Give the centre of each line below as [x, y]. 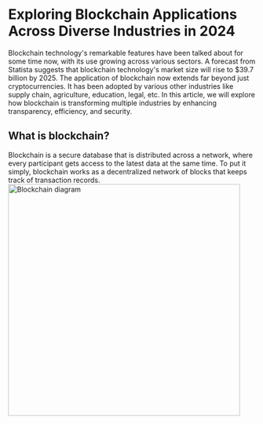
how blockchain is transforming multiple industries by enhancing [113, 103]
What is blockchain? [59, 136]
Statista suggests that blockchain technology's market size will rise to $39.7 [131, 69]
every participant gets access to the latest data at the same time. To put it [127, 163]
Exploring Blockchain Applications [123, 15]
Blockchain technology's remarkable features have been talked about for [126, 53]
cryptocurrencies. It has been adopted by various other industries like [121, 86]
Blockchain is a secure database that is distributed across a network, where [131, 155]
